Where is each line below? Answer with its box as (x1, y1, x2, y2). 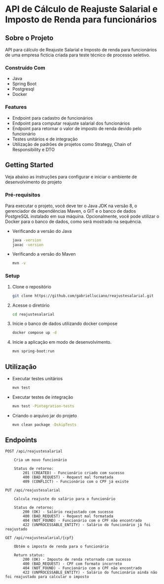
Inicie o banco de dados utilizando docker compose (12, 320, 118, 327)
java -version (12, 237, 41, 243)
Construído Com (5, 64, 46, 71)
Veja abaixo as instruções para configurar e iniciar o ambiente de (5, 174, 137, 180)
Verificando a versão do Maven (12, 251, 76, 257)
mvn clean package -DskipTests (12, 422, 77, 427)
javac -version (12, 242, 44, 247)
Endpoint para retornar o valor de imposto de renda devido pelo (12, 125, 142, 132)
